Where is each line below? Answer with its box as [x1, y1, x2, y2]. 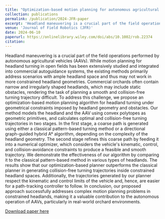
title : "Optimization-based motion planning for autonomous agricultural [5, 7, 160, 12]
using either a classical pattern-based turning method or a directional [5, 126, 146, 132]
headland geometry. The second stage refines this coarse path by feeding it [5, 136, 159, 142]
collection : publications [5, 12, 58, 17]
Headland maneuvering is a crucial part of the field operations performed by [5, 53, 160, 58]
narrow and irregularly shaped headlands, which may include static [5, 84, 141, 90]
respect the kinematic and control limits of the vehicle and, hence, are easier [5, 178, 160, 184]
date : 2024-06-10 [5, 30, 41, 35]
